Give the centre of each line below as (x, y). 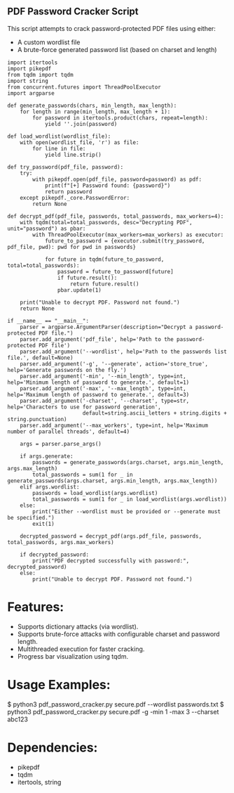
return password (68, 192)
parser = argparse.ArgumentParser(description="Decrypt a (106, 327)
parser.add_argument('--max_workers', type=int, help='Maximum (114, 425)
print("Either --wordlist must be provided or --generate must (126, 511)
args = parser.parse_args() (61, 444)
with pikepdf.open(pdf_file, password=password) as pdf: (117, 179)
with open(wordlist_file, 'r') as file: (80, 142)
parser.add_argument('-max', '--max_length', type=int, (103, 388)
